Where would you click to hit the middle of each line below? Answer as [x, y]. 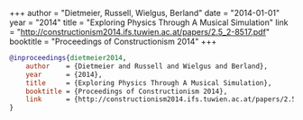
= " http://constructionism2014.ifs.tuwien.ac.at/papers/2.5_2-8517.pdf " [140, 32]
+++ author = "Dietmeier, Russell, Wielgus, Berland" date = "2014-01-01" [145, 13]
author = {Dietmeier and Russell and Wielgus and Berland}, [147, 66]
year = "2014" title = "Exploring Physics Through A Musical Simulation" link [149, 22]
